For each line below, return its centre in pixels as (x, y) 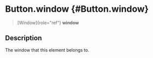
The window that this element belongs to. (47, 50)
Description (23, 38)
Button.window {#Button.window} (77, 9)
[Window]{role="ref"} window (48, 23)
